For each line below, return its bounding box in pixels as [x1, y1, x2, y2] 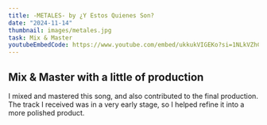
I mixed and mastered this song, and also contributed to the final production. [8, 91, 258, 100]
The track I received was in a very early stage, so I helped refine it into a [8, 100, 245, 109]
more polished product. [8, 108, 85, 117]
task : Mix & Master [8, 33, 73, 42]
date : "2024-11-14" [8, 19, 73, 27]
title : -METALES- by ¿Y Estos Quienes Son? [8, 11, 155, 20]
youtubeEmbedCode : [8, 41, 69, 49]
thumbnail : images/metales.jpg [8, 26, 112, 34]
